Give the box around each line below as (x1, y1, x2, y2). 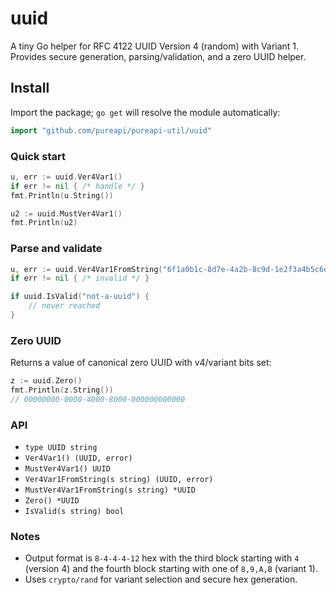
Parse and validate (10, 242, 103, 256)
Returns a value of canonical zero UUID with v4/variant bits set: (10, 357, 272, 369)
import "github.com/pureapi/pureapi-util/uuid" (10, 125, 213, 136)
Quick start (10, 149, 67, 163)
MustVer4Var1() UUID (24, 464, 111, 474)
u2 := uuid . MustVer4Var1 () (10, 208, 123, 219)
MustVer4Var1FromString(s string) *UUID (24, 485, 196, 496)
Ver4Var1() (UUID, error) (24, 453, 133, 464)
